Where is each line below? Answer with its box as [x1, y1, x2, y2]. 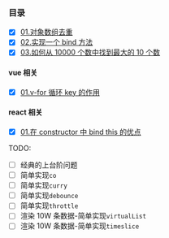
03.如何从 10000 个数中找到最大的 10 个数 [19, 47, 161, 58]
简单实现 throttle [19, 201, 79, 210]
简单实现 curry [19, 180, 67, 190]
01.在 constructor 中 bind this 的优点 [19, 127, 141, 136]
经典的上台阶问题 [19, 160, 78, 170]
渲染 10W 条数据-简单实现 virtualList [19, 211, 147, 221]
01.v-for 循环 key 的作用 [19, 87, 100, 97]
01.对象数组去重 [19, 27, 73, 37]
